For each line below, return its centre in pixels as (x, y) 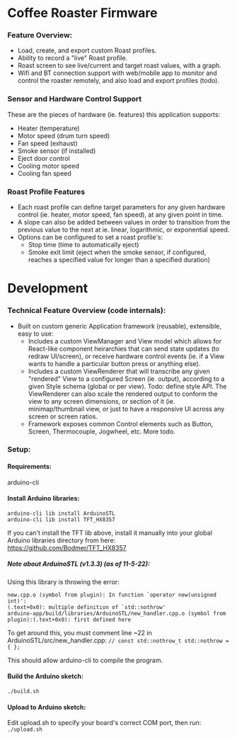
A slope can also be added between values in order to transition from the (124, 222)
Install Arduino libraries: (44, 499)
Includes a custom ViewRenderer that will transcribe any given (119, 371)
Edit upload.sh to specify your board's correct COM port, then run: (104, 723)
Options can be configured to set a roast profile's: (90, 237)
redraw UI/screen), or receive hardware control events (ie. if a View (126, 356)
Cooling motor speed (48, 166)
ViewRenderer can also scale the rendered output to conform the (123, 394)
